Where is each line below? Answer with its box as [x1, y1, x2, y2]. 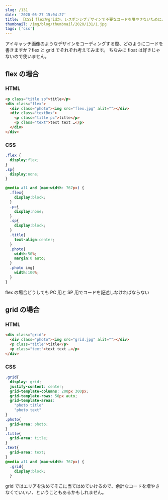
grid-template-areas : [10, 398, 55, 403]
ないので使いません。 [5, 54, 49, 60]
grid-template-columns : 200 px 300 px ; [10, 389, 89, 394]
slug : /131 [5, 7, 28, 13]
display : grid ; [10, 379, 42, 384]
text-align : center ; [14, 237, 55, 242]
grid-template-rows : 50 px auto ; [10, 393, 78, 398]
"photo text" [14, 407, 42, 413]
